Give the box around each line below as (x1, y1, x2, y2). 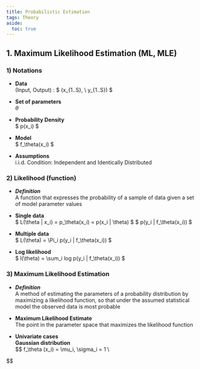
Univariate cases (14, 333, 58, 340)
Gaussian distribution (14, 339, 70, 346)
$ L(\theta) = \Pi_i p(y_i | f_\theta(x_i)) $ (14, 237, 112, 244)
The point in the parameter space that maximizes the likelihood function (14, 321, 193, 328)
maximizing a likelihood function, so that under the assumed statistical (14, 297, 190, 304)
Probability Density (14, 116, 64, 123)
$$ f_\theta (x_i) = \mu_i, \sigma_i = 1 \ (14, 345, 110, 353)
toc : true (11, 25, 36, 32)
